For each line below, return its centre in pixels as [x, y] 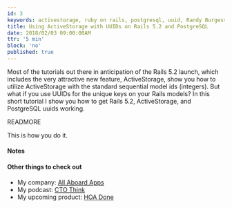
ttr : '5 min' [26, 39]
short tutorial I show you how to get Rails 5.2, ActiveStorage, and [99, 101]
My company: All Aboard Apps [61, 182]
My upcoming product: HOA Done [65, 197]
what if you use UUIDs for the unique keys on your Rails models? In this [109, 93]
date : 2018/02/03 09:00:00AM [49, 33]
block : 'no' [24, 46]
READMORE [24, 122]
